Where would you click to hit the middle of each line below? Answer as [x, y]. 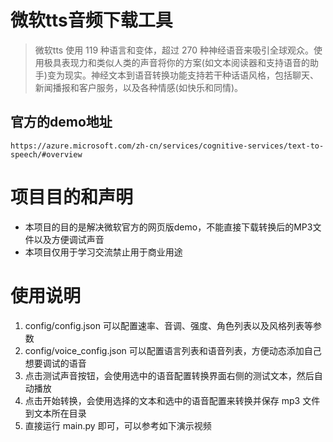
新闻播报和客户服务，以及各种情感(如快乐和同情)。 [139, 87]
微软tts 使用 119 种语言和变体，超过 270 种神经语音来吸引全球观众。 [174, 50]
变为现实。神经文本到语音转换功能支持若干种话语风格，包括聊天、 [182, 75]
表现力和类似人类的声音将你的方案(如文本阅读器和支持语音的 [185, 62]
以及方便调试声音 [69, 239]
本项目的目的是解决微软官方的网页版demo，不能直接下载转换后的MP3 [168, 227]
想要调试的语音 [55, 363]
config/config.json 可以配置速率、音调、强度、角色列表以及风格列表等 [168, 325]
